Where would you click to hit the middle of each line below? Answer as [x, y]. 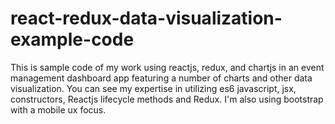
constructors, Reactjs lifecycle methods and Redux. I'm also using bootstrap [167, 99]
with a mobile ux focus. [58, 109]
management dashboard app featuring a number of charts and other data [161, 78]
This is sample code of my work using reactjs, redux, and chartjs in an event [167, 67]
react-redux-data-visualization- [146, 18]
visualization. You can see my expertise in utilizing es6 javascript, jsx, [153, 88]
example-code [72, 39]
